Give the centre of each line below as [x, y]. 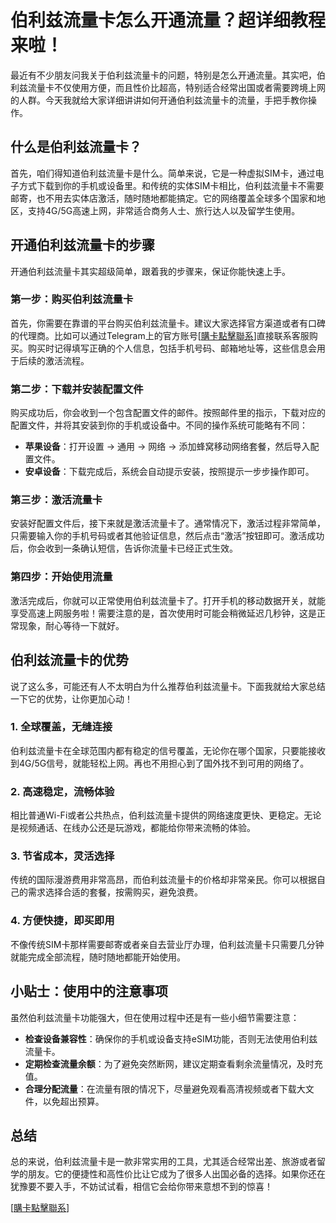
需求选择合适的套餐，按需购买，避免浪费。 [115, 892]
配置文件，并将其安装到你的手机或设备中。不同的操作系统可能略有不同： [159, 425]
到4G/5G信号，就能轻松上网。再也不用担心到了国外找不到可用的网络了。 [160, 763]
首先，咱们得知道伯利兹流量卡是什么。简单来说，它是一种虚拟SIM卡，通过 [163, 173]
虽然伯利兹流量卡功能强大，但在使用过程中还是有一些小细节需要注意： [155, 1017]
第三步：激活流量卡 [56, 500]
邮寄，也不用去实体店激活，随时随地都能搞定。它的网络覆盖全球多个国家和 [163, 198]
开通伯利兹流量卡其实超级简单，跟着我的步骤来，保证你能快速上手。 [150, 271]
